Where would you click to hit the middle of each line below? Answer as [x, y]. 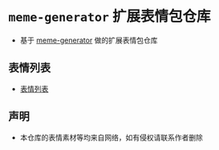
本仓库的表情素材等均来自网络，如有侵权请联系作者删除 [111, 137]
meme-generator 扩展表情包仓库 [109, 16]
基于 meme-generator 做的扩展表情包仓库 [89, 40]
